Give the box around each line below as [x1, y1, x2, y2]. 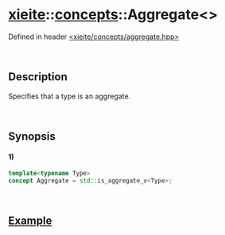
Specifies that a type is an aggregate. [8, 91, 131, 101]
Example [8, 214, 52, 228]
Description [8, 70, 68, 84]
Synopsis [8, 129, 56, 144]
